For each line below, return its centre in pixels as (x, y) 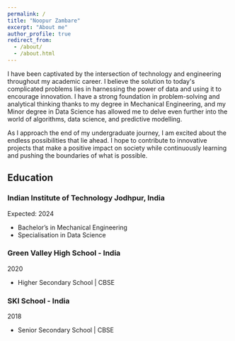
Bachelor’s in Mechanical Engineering (72, 227)
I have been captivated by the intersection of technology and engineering (114, 74)
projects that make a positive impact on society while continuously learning (117, 148)
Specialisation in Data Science (62, 234)
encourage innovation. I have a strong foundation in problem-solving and (114, 96)
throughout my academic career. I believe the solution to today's (101, 81)
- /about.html (34, 54)
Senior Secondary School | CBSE (66, 330)
